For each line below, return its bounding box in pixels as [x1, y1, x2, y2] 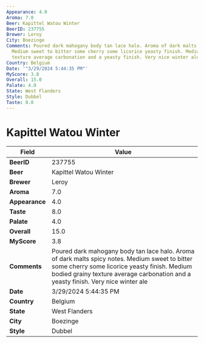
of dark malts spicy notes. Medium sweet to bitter [51, 254, 193, 263]
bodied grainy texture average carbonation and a [51, 269, 191, 278]
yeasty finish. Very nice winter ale [51, 277, 148, 286]
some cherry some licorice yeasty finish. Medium [51, 262, 192, 271]
